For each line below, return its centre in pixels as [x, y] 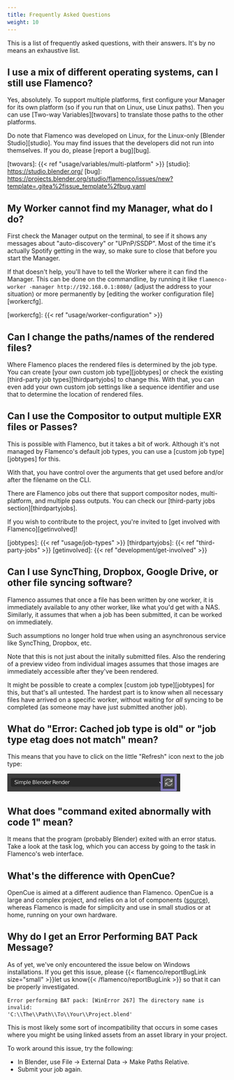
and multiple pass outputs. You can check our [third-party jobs [125, 501]
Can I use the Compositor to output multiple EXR [115, 416]
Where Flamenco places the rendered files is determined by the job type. [112, 364]
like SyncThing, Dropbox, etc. [50, 643]
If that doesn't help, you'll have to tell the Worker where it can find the [108, 272]
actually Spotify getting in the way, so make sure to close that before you [112, 251]
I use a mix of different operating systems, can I [113, 72]
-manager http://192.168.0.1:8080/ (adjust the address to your [120, 287]
